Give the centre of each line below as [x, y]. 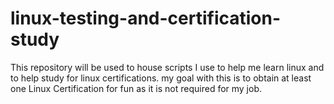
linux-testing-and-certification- [146, 18]
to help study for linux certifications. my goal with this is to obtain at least [161, 78]
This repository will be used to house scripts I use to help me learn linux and [167, 67]
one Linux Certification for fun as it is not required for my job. [136, 88]
